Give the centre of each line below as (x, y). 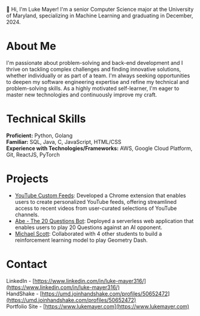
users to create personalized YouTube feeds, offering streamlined (96, 201)
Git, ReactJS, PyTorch (33, 154)
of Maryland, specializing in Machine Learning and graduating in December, (100, 16)
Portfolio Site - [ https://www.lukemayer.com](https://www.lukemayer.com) (98, 306)
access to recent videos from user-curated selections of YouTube (96, 208)
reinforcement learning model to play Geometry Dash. (81, 240)
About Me (31, 46)
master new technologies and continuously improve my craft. (82, 94)
